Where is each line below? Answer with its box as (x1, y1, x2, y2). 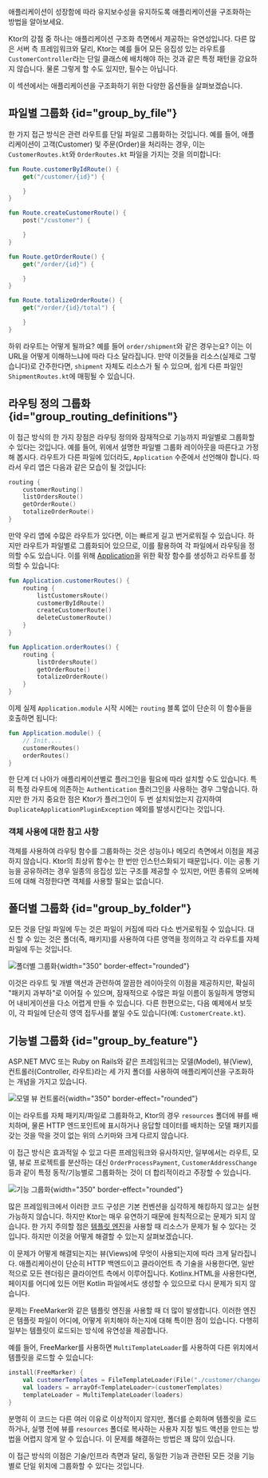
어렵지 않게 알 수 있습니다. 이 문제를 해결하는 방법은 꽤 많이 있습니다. (22, 1434, 235, 1444)
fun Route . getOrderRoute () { (8, 253, 105, 261)
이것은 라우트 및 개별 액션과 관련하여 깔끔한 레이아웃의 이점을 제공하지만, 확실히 (8, 978, 255, 988)
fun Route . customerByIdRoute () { (8, 165, 120, 174)
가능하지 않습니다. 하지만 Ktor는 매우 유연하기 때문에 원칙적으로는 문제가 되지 (8, 1212, 248, 1221)
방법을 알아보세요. (8, 17, 65, 26)
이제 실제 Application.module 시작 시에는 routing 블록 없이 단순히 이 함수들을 (8, 703, 253, 713)
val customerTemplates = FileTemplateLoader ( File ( (22, 1376, 195, 1384)
